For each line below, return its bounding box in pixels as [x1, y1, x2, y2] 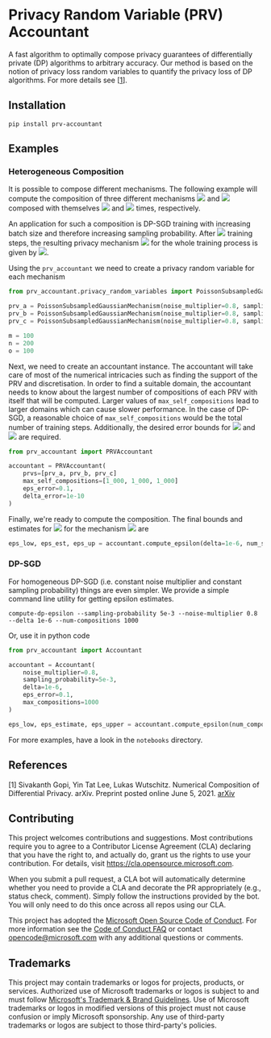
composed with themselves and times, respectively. [8, 203, 201, 213]
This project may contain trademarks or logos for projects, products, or [8, 978, 244, 987]
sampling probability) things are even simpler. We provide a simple [8, 585, 230, 594]
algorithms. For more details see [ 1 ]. [8, 75, 127, 85]
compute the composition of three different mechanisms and [8, 194, 220, 203]
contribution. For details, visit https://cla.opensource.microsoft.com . [8, 859, 235, 869]
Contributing [8, 811, 74, 825]
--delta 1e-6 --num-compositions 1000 [8, 616, 139, 624]
